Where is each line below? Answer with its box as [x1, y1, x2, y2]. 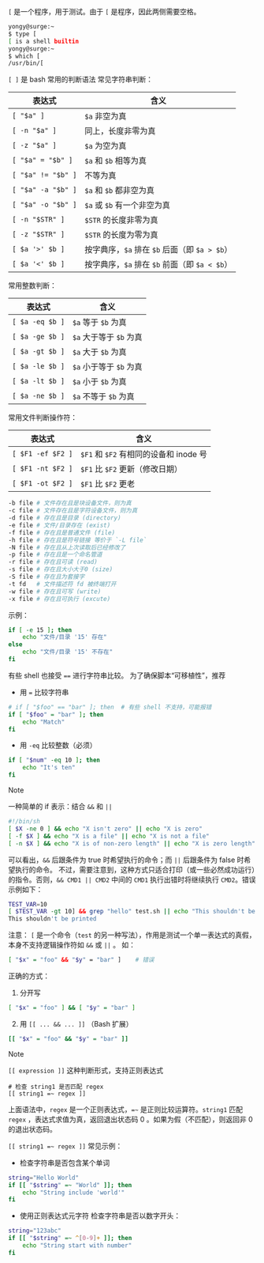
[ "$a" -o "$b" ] [12, 200, 77, 210]
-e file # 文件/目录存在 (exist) [8, 521, 111, 529]
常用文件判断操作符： [8, 413, 77, 422]
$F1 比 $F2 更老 [80, 478, 136, 490]
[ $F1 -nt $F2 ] [12, 464, 73, 473]
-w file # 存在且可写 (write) [8, 588, 102, 596]
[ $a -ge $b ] [12, 332, 65, 342]
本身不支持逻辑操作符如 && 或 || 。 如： [8, 940, 136, 950]
